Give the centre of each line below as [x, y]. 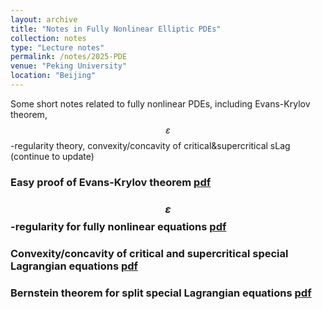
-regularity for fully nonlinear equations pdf [118, 226]
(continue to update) [52, 156]
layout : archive [44, 19]
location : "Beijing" [53, 76]
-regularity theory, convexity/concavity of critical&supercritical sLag [150, 145]
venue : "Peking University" [69, 66]
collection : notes [48, 38]
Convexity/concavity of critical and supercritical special [149, 253]
